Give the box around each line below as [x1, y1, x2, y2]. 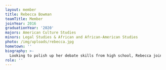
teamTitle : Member [5, 16, 43, 21]
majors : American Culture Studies [5, 30, 77, 35]
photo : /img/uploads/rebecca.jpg [5, 39, 74, 44]
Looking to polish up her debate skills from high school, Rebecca [9, 53, 152, 58]
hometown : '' [5, 44, 32, 49]
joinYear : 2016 [5, 21, 37, 26]
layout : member [5, 7, 37, 12]
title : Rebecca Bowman [5, 12, 52, 17]
